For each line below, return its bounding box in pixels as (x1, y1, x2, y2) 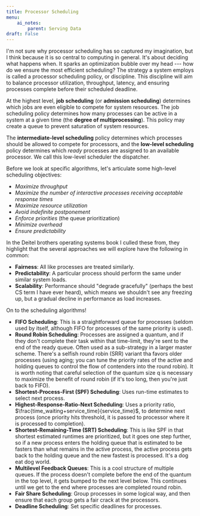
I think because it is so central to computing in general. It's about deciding (6, 54, 189, 61)
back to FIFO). (14, 382, 50, 389)
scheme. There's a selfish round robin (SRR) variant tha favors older (14, 350, 182, 357)
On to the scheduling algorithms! (6, 306, 87, 314)
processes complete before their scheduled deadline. (6, 86, 138, 93)
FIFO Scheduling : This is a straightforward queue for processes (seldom (14, 318, 193, 326)
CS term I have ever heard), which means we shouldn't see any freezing (14, 289, 193, 296)
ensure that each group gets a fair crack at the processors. (14, 496, 160, 503)
